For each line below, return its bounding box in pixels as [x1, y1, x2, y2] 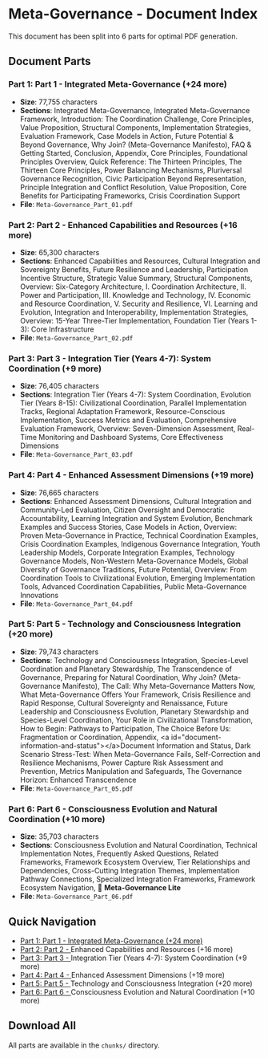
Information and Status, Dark [155, 740, 251, 751]
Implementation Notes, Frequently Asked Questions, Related [19, 848, 218, 859]
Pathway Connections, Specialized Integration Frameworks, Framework [19, 874, 256, 884]
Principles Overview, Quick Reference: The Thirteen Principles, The [19, 157, 242, 166]
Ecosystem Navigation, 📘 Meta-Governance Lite [19, 883, 182, 893]
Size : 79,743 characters [19, 647, 99, 657]
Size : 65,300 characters [19, 247, 100, 257]
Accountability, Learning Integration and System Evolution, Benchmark [19, 513, 254, 523]
